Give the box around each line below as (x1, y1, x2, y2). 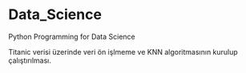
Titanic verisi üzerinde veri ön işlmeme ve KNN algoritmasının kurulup (8, 47, 238, 56)
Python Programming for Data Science (8, 32, 136, 41)
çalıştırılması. (8, 56, 52, 65)
